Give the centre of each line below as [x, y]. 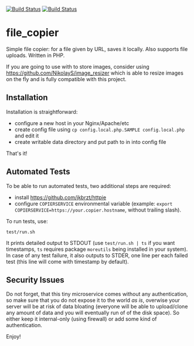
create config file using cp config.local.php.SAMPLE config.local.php [100, 129]
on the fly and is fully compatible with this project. [67, 79]
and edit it [27, 136]
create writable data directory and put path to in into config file [90, 142]
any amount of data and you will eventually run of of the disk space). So [93, 313]
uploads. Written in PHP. [35, 55]
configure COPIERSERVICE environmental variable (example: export [93, 203]
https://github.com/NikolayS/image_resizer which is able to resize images [95, 73]
